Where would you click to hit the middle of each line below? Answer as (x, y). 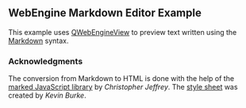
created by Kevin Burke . (47, 95)
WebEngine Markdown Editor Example (105, 13)
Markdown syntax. (38, 40)
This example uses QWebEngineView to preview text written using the (123, 32)
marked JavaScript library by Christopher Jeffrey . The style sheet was (123, 87)
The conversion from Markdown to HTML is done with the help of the (121, 79)
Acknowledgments (46, 61)
